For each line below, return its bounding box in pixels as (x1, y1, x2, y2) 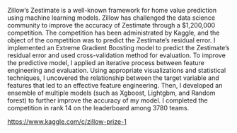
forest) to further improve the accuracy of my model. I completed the (7, 96, 208, 105)
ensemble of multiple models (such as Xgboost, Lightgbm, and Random (7, 88, 216, 97)
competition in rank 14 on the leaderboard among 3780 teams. (7, 104, 190, 112)
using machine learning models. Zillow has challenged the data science (7, 13, 216, 22)
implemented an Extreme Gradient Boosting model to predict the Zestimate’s (7, 44, 230, 52)
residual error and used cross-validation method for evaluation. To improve (7, 51, 226, 59)
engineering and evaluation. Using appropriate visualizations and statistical (7, 66, 226, 74)
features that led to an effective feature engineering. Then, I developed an (7, 81, 223, 89)
